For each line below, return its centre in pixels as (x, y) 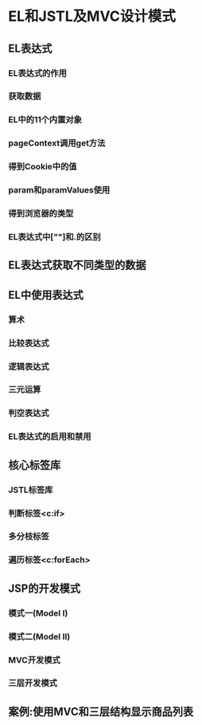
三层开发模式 (33, 683)
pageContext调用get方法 (57, 143)
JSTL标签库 (31, 489)
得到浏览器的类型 (41, 214)
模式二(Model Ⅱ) (39, 636)
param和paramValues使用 (59, 190)
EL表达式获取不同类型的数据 (77, 265)
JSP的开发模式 (45, 588)
